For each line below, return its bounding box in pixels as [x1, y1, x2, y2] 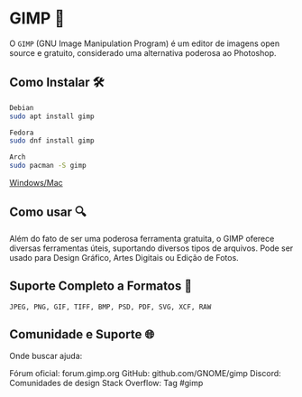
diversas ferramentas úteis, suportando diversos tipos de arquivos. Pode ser [9, 243, 294, 254]
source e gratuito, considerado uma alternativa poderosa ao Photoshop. [9, 47, 277, 58]
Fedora [9, 128, 34, 137]
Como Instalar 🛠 [9, 75, 105, 90]
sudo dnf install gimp [9, 136, 95, 145]
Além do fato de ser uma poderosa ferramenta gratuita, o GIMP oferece [9, 233, 275, 244]
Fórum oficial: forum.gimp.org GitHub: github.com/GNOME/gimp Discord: [9, 368, 281, 379]
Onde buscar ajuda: [9, 351, 83, 362]
